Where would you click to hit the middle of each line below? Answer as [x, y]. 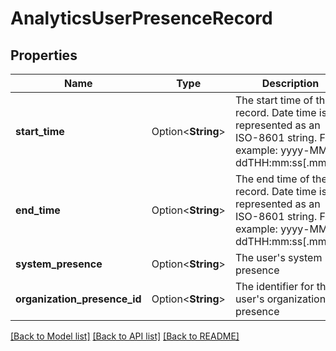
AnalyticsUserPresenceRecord [141, 18]
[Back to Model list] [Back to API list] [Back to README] [125, 336]
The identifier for [274, 286]
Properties [44, 55]
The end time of [272, 179]
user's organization [280, 299]
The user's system [278, 257]
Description [290, 83]
